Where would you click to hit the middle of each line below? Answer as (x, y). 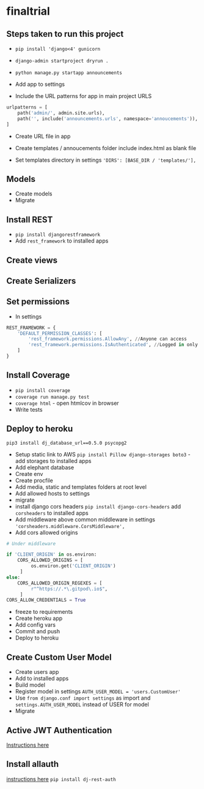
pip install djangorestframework (58, 235)
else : (13, 577)
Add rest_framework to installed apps (62, 241)
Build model (30, 685)
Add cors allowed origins (46, 532)
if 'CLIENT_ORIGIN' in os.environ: (52, 555)
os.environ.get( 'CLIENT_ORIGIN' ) (73, 566)
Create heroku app (39, 618)
